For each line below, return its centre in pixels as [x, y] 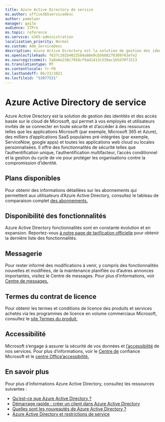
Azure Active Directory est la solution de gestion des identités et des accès [81, 116]
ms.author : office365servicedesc [39, 14]
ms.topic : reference [26, 32]
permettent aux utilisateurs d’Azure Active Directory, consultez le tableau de [82, 195]
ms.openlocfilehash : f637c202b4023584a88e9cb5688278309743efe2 [71, 55]
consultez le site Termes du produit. [41, 318]
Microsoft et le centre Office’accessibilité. [47, 356]
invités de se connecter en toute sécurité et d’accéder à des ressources [78, 126]
